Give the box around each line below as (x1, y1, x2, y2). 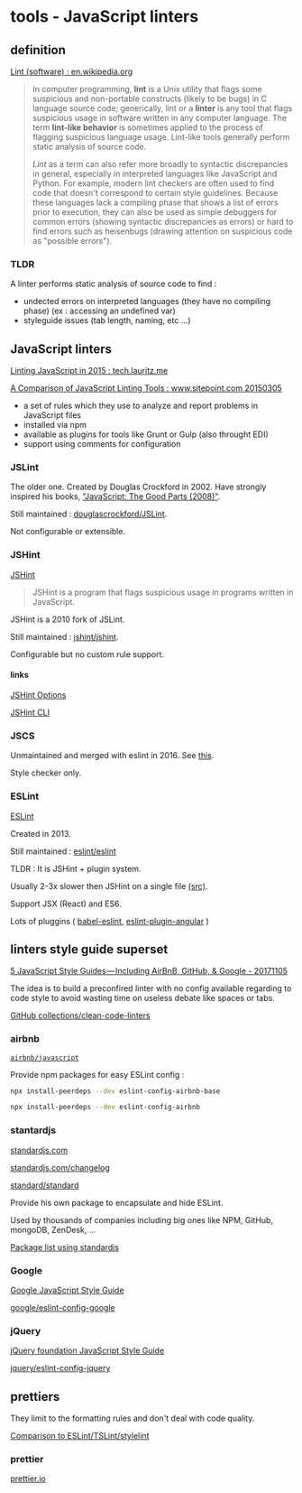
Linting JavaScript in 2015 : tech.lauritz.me (10, 366, 169, 376)
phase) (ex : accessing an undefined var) (23, 305, 177, 317)
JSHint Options (10, 689, 67, 700)
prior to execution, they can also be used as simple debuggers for (32, 207, 278, 218)
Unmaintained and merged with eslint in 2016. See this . (10, 750, 215, 761)
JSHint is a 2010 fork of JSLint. (10, 614, 125, 625)
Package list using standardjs (10, 1241, 120, 1252)
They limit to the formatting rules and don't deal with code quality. (10, 1413, 255, 1423)
